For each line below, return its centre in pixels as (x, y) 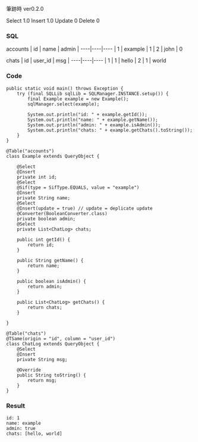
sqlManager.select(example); (64, 104)
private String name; (43, 198)
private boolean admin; (46, 219)
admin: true (21, 428)
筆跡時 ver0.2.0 (25, 9)
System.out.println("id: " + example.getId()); (87, 114)
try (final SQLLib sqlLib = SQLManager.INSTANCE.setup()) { (93, 94)
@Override (29, 370)
